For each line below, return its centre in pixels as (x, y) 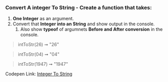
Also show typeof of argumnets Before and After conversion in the (91, 29)
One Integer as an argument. (43, 19)
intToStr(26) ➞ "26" (39, 45)
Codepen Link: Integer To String (39, 74)
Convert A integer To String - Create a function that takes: (79, 8)
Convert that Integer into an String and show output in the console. (83, 24)
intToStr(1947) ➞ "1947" (43, 64)
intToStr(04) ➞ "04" (39, 54)
